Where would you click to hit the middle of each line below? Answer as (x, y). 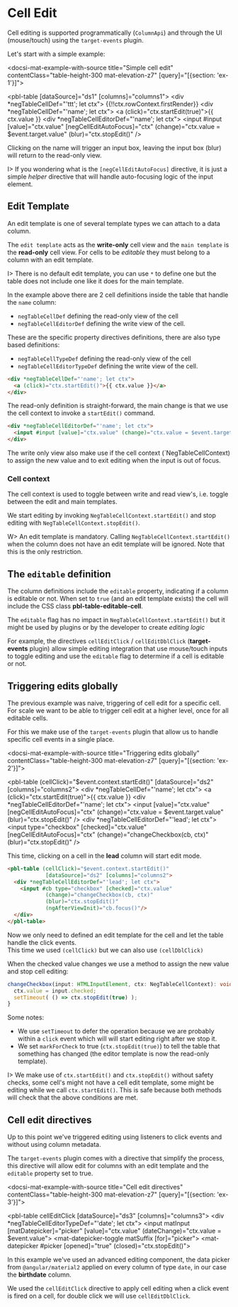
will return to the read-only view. (55, 155)
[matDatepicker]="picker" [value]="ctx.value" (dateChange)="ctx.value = (114, 1231)
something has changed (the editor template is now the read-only (113, 1054)
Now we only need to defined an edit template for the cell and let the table (115, 935)
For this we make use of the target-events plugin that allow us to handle (113, 732)
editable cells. (28, 718)
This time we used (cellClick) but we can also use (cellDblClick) (106, 950)
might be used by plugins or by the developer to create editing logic (106, 628)
